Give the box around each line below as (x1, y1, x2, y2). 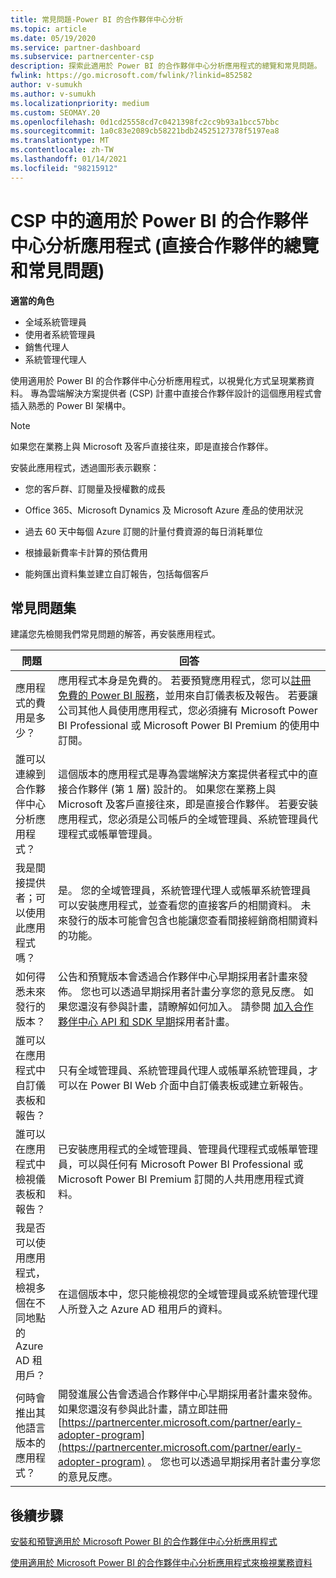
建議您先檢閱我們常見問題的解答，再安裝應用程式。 (10, 628, 221, 640)
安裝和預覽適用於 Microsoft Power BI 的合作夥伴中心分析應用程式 (10, 1536, 278, 1548)
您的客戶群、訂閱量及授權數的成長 (24, 482, 166, 495)
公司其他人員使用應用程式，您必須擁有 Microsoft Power (58, 704, 318, 718)
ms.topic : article (10, 24, 87, 34)
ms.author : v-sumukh (10, 89, 97, 99)
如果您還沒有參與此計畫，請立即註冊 (58, 1402, 229, 1416)
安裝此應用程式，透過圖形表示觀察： (10, 461, 160, 473)
